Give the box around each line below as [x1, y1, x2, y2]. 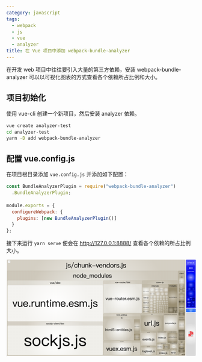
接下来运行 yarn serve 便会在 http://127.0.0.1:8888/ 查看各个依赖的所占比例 [6, 240, 191, 247]
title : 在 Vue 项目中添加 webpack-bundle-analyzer [6, 48, 130, 54]
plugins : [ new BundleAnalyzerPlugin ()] [17, 215, 117, 221]
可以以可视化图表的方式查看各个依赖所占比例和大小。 [29, 73, 161, 81]
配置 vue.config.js [6, 154, 75, 164]
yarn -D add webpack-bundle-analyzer [6, 136, 101, 142]
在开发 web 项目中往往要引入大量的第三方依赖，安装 [6, 66, 136, 73]
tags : [6, 16, 20, 22]
